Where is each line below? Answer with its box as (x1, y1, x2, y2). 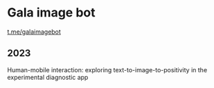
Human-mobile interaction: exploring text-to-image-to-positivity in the (7, 65, 208, 74)
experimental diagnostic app (7, 73, 89, 81)
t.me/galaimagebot (7, 27, 61, 36)
